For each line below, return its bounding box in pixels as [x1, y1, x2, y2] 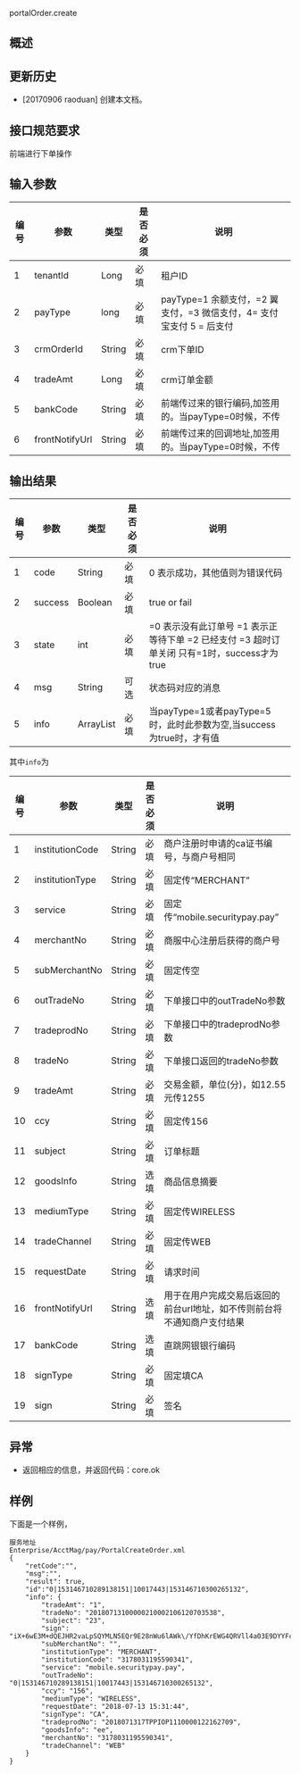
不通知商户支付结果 [163, 1316, 245, 1328]
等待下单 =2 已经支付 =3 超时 [148, 633, 271, 645]
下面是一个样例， [9, 1519, 72, 1529]
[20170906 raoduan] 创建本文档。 [21, 94, 147, 105]
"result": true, [25, 1578, 87, 1587]
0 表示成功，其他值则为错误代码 [148, 566, 283, 579]
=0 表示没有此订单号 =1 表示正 [148, 620, 279, 632]
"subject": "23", [41, 1616, 105, 1626]
